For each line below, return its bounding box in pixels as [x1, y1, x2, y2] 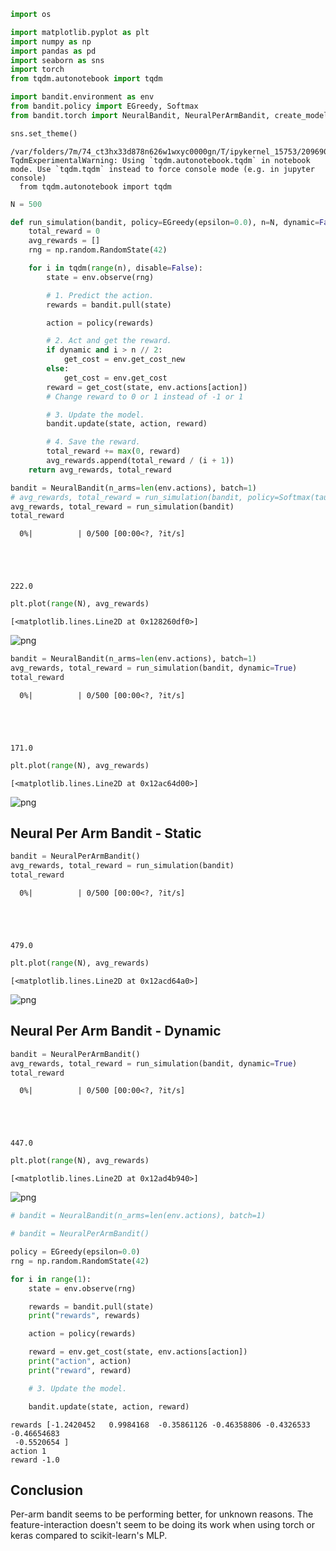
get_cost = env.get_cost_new [63, 355, 186, 365]
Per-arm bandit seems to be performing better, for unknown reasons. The [10, 1508, 314, 1520]
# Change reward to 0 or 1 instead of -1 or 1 [46, 391, 244, 402]
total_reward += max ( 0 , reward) [46, 446, 182, 457]
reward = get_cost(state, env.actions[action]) [46, 382, 248, 392]
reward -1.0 [10, 1455, 60, 1465]
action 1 [10, 1446, 47, 1456]
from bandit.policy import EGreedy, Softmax [10, 101, 199, 111]
